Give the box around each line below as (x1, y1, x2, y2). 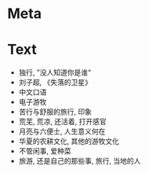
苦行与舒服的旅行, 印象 (18, 107, 92, 116)
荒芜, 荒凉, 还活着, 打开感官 (18, 117, 107, 127)
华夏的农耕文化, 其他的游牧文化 (18, 137, 119, 146)
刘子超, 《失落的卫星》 (18, 78, 92, 87)
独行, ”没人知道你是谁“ (18, 68, 92, 77)
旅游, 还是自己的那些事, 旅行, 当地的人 (18, 156, 141, 166)
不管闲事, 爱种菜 (18, 146, 71, 156)
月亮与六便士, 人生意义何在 (18, 127, 106, 136)
